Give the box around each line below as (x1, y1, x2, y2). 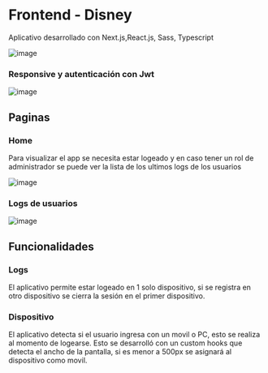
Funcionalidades (8, 239, 95, 253)
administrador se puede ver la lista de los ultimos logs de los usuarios (8, 161, 242, 171)
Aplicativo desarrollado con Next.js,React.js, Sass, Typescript (8, 32, 214, 42)
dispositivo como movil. (8, 355, 88, 366)
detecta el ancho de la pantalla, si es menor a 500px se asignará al (8, 347, 232, 357)
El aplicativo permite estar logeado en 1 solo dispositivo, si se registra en (8, 282, 252, 292)
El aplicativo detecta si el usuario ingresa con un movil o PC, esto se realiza (8, 330, 261, 340)
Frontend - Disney (8, 6, 132, 24)
